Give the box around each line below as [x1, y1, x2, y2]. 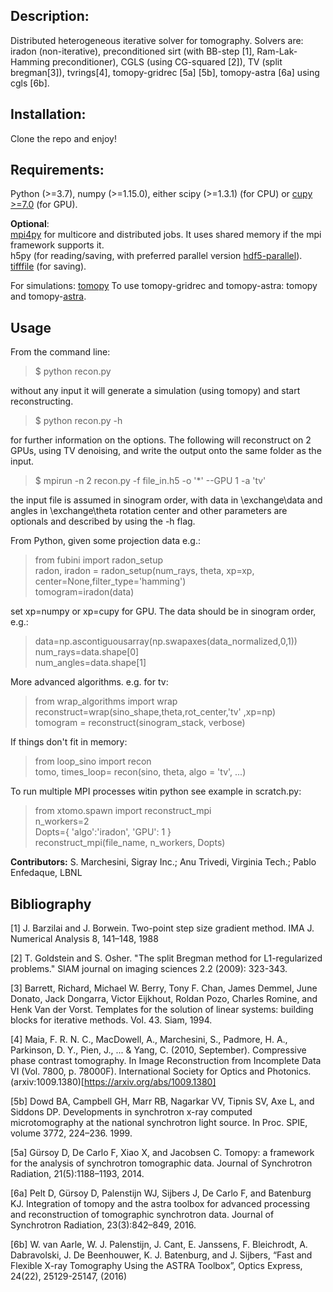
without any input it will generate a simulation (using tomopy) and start [10, 385, 301, 397]
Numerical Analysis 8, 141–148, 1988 [10, 933, 159, 945]
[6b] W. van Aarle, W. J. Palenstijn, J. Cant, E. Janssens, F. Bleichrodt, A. [10, 1239, 308, 1251]
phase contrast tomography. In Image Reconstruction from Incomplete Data [10, 1055, 322, 1067]
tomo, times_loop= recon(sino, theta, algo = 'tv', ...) [34, 766, 247, 778]
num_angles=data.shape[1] [34, 657, 147, 669]
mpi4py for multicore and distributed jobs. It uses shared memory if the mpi [10, 229, 322, 241]
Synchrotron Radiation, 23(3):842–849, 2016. [10, 1219, 197, 1231]
